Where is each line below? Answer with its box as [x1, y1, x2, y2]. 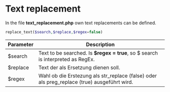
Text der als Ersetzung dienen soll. [38, 64, 120, 71]
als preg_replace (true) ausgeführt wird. [38, 78, 133, 85]
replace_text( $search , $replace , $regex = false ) [5, 29, 103, 34]
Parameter [8, 41, 34, 48]
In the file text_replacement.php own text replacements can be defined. [5, 20, 157, 26]
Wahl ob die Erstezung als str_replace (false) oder [38, 72, 157, 79]
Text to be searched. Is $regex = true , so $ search [38, 49, 158, 56]
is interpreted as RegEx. [38, 56, 95, 63]
